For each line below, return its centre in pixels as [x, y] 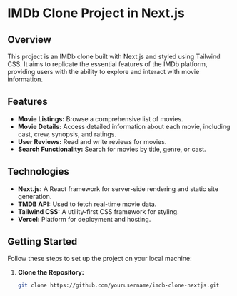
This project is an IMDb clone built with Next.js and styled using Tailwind [114, 56]
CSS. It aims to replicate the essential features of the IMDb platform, [107, 64]
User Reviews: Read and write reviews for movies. [92, 141]
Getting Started [42, 241]
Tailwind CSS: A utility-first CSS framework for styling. [99, 211]
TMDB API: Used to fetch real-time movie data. [87, 204]
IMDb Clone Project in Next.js [96, 13]
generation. [35, 196]
